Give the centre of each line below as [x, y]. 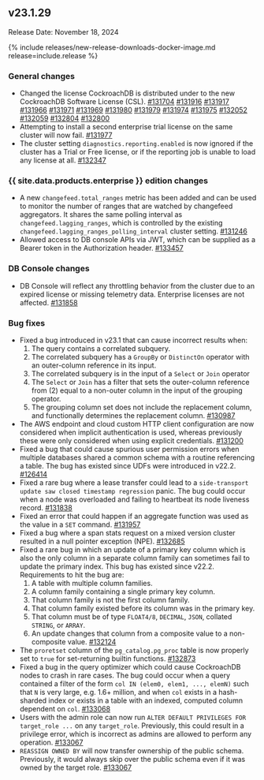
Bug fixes [27, 323]
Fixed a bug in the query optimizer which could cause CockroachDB [130, 667]
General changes [41, 76]
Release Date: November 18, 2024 [63, 32]
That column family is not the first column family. [110, 600]
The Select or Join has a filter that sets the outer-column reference [140, 382]
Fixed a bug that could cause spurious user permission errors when [129, 449]
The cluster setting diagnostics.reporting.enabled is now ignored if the [136, 144]
